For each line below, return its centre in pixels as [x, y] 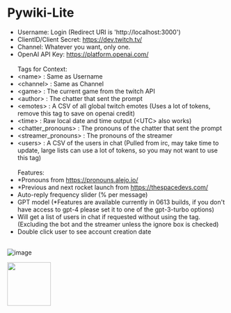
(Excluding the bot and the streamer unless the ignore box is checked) [118, 224]
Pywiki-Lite [41, 13]
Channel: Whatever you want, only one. [74, 47]
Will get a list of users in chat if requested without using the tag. [109, 216]
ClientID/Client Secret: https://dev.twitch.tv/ [80, 39]
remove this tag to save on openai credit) [76, 113]
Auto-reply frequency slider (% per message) [82, 194]
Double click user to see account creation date [84, 232]
